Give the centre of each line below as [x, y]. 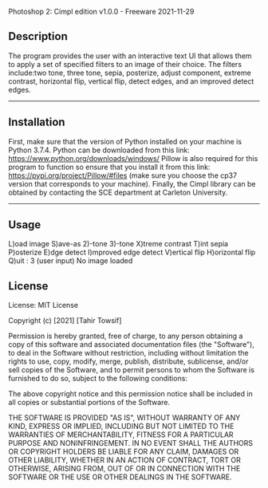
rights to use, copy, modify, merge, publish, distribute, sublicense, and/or [128, 361]
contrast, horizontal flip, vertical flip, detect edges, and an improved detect [131, 81]
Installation [37, 122]
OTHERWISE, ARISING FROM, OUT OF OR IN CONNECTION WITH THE [124, 469]
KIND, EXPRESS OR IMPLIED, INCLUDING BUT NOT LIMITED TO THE [121, 427]
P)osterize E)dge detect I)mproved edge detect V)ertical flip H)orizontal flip [132, 252]
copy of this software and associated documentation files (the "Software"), [132, 344]
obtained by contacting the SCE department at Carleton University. [118, 192]
